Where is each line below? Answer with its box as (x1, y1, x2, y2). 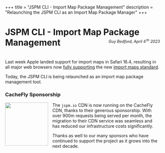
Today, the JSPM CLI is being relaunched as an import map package (5, 74, 144, 80)
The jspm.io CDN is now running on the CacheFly (52, 102, 153, 108)
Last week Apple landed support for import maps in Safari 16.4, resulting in (5, 59, 156, 65)
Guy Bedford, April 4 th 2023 (109, 38, 160, 44)
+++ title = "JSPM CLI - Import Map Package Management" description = (5, 4, 153, 10)
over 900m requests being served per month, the (52, 113, 152, 119)
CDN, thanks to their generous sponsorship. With (52, 108, 152, 114)
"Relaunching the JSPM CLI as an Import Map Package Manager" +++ (5, 9, 147, 15)
